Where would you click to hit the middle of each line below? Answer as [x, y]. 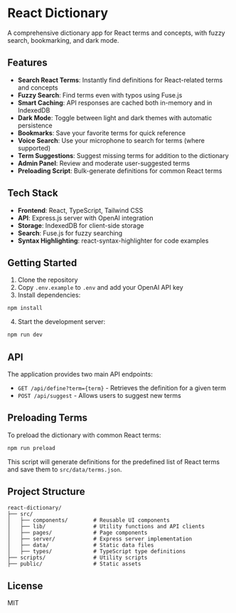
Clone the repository [48, 280]
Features [27, 63]
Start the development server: [61, 322]
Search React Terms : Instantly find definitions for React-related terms [120, 80]
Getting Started [42, 262]
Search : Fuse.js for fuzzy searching [70, 233]
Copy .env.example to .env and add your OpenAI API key [100, 288]
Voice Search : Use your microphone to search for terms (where [111, 140]
